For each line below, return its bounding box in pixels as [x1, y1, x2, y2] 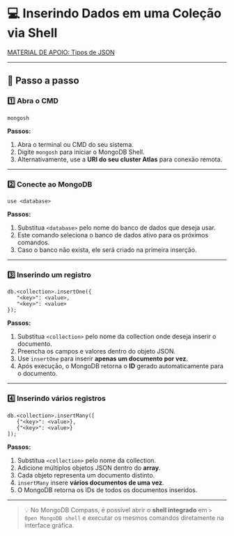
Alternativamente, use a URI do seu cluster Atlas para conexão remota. [17, 155, 223, 164]
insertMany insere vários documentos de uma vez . [17, 478, 164, 487]
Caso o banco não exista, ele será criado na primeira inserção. [17, 245, 197, 254]
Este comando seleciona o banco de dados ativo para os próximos [17, 230, 209, 239]
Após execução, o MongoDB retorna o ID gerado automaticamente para [17, 362, 224, 370]
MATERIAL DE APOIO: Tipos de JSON [7, 48, 115, 56]
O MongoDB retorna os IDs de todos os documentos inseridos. [17, 485, 198, 494]
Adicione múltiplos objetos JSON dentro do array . [17, 464, 161, 472]
